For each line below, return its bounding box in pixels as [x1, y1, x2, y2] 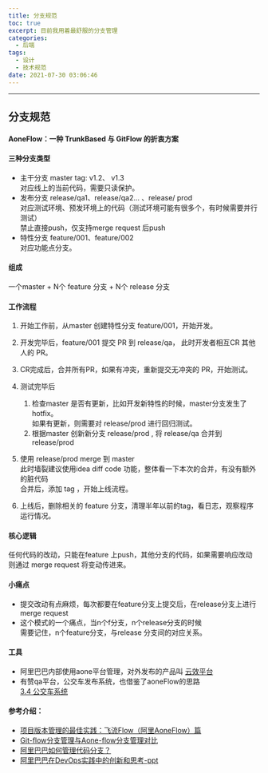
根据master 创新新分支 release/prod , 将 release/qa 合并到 [31, 429, 223, 438]
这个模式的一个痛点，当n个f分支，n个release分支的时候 [19, 617, 202, 627]
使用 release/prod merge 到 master [19, 454, 136, 464]
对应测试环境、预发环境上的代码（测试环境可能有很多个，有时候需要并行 [19, 203, 258, 212]
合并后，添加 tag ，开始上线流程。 [19, 484, 133, 494]
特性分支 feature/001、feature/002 [19, 232, 134, 242]
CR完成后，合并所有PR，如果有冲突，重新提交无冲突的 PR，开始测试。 [19, 365, 253, 375]
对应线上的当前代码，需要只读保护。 [19, 183, 140, 192]
